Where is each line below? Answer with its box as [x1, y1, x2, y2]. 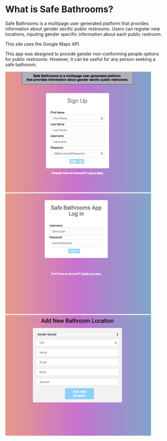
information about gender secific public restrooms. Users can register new [5, 25, 160, 31]
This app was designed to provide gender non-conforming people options [5, 51, 159, 57]
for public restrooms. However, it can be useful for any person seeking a [5, 56, 155, 62]
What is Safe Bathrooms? [5, 4, 114, 15]
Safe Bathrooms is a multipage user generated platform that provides [5, 20, 149, 26]
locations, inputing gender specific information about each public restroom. [5, 31, 162, 37]
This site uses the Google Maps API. [5, 41, 81, 47]
